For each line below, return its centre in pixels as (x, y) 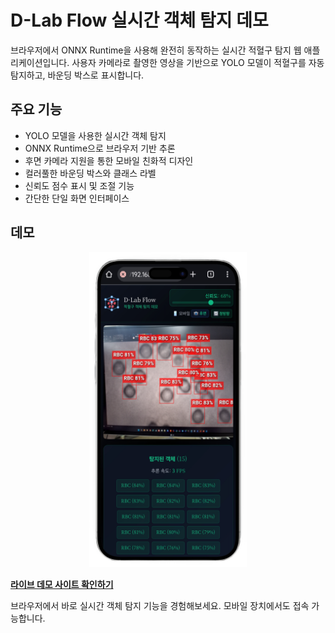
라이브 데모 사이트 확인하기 (62, 584)
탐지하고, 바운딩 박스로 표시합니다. (77, 75)
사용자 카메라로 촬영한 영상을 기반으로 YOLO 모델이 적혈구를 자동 (198, 62)
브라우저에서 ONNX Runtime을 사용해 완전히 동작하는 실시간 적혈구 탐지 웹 (156, 50)
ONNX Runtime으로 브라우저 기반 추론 (100, 148)
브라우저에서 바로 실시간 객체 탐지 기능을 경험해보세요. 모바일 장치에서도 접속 (160, 605)
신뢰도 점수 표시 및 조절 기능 (79, 185)
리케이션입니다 (39, 62)
